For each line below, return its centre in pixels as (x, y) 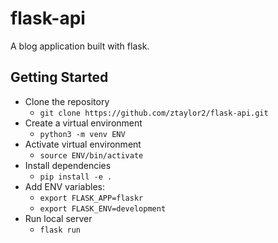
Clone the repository (67, 101)
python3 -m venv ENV (82, 134)
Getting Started (59, 77)
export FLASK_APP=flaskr (91, 198)
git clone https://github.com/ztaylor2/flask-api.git (154, 113)
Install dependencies (68, 165)
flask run (60, 230)
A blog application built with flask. (80, 46)
